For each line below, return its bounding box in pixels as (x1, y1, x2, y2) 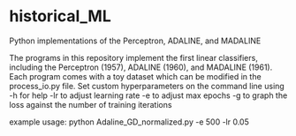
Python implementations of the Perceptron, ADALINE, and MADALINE (9, 35, 262, 46)
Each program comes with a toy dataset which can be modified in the (9, 71, 262, 81)
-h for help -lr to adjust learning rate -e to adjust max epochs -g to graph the (9, 90, 288, 101)
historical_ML (9, 6, 112, 26)
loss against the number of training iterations (9, 99, 172, 110)
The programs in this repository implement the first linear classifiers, (9, 52, 258, 63)
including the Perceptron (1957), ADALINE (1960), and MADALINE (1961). (9, 62, 273, 72)
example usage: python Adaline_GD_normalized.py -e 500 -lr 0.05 (9, 117, 249, 127)
